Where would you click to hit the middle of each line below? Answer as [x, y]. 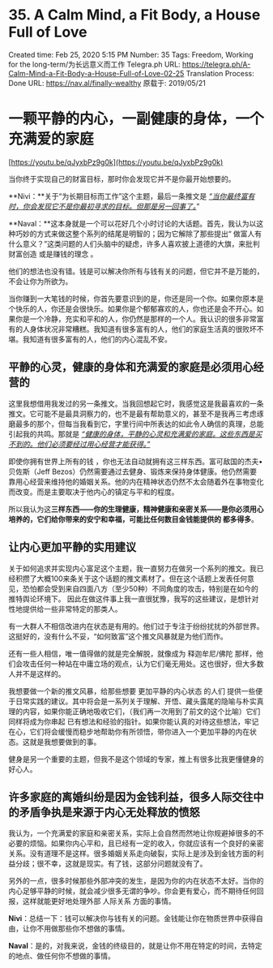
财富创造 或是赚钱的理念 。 [53, 254]
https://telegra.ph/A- [216, 64]
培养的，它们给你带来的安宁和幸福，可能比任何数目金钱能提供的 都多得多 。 [134, 519]
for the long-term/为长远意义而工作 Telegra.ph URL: [94, 64]
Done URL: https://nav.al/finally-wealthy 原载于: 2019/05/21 [107, 83]
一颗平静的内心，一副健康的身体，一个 [136, 119]
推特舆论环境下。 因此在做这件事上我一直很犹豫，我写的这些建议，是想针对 [134, 599]
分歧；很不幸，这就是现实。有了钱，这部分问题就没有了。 [111, 864]
